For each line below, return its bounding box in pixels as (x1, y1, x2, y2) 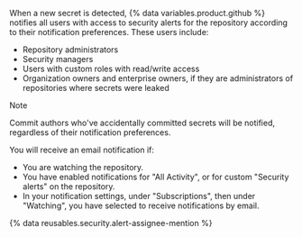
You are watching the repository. (22, 162, 144, 172)
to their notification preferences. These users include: (9, 27, 209, 37)
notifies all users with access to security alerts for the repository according (9, 17, 288, 28)
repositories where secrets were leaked (22, 83, 169, 93)
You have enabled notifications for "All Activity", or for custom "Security (22, 171, 289, 182)
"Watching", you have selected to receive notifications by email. (22, 200, 260, 211)
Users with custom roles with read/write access (22, 63, 200, 74)
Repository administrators (22, 44, 119, 55)
